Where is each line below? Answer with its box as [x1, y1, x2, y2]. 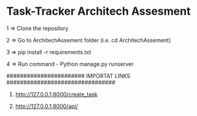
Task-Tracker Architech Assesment [6, 4, 191, 18]
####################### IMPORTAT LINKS [6, 72, 131, 79]
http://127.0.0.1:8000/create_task [15, 90, 98, 98]
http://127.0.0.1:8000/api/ [15, 102, 79, 110]
